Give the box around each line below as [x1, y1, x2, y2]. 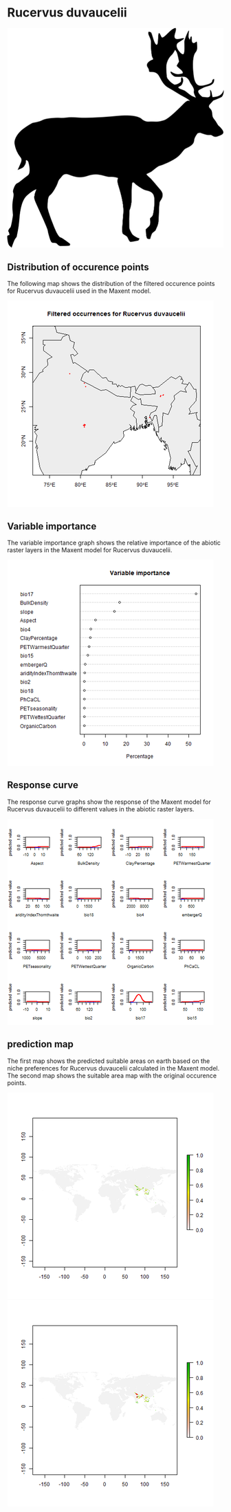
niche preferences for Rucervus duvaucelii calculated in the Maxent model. [7, 1064, 220, 1072]
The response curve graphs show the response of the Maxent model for [7, 798, 211, 806]
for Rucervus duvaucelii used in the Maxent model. [7, 287, 151, 295]
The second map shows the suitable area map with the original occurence [7, 1071, 217, 1080]
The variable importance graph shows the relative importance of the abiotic [7, 538, 221, 547]
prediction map [7, 1038, 74, 1050]
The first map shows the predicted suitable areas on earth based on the [7, 1057, 210, 1065]
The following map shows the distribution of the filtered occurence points [7, 280, 215, 288]
